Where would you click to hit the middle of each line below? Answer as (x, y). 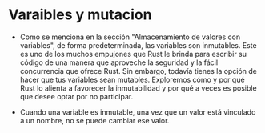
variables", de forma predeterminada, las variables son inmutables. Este (139, 45)
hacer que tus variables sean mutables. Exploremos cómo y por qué (132, 79)
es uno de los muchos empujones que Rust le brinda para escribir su (133, 54)
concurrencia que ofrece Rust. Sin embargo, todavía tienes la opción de (139, 71)
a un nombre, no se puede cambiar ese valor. (94, 120)
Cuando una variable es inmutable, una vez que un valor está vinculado (138, 112)
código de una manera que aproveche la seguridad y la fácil (119, 62)
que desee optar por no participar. (76, 96)
